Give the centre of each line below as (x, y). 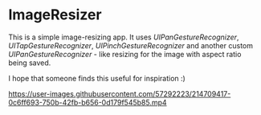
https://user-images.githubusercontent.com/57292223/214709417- (120, 93)
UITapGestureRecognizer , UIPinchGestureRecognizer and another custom (130, 45)
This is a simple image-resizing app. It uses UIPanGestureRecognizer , (124, 37)
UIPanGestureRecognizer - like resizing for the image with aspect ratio (125, 54)
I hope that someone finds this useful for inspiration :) (97, 78)
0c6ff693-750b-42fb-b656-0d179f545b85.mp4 (88, 102)
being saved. (30, 63)
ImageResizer (55, 15)
